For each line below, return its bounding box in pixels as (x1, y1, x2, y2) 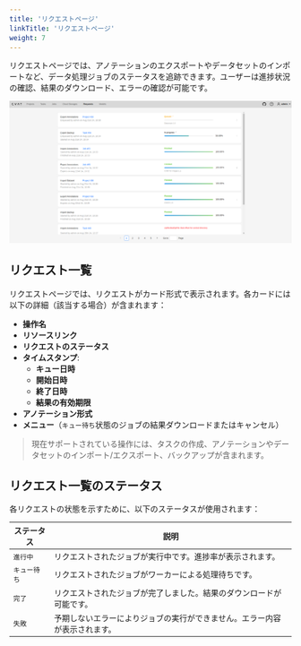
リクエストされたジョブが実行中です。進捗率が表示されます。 (53, 551, 280, 562)
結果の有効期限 (35, 397, 91, 408)
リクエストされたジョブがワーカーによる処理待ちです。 (53, 569, 257, 580)
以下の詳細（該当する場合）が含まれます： (9, 299, 167, 310)
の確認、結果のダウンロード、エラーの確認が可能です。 (9, 82, 213, 93)
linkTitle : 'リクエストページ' (9, 23, 115, 33)
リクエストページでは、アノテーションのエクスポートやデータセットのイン (9, 60, 283, 71)
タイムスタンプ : (21, 352, 81, 363)
